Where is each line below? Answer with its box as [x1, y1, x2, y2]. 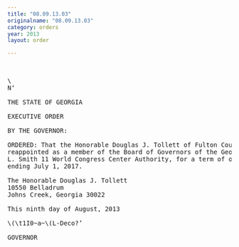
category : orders [7, 23, 59, 31]
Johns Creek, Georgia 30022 [7, 191, 105, 199]
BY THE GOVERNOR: [7, 127, 68, 135]
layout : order [7, 37, 50, 44]
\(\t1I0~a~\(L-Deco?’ [7, 219, 83, 228]
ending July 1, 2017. [7, 162, 83, 171]
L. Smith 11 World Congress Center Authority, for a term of [7, 155, 225, 164]
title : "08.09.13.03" [7, 10, 72, 18]
